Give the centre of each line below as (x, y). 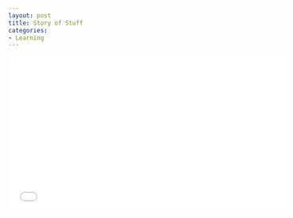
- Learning (26, 38)
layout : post (30, 15)
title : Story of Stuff (46, 23)
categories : (28, 30)
